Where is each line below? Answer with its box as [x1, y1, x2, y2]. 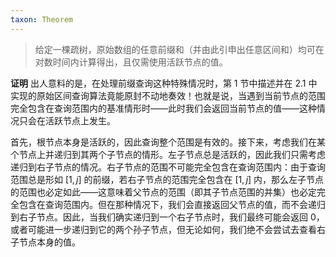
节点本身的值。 [18, 236, 81, 248]
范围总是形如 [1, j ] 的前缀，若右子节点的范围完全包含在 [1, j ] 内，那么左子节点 [10, 173, 325, 185]
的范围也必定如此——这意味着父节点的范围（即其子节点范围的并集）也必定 [10, 186, 317, 198]
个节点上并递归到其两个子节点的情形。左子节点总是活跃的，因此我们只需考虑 [10, 148, 326, 160]
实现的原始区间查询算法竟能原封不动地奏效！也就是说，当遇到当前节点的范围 [10, 89, 326, 101]
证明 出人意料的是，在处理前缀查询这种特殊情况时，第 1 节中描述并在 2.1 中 [10, 77, 318, 89]
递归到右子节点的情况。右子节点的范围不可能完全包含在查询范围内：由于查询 [10, 161, 326, 173]
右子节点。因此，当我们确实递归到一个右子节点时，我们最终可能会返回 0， [18, 211, 325, 223]
